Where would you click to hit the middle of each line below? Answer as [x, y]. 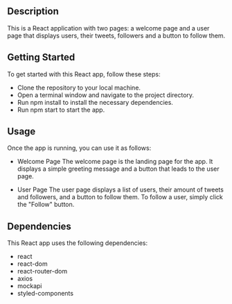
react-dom [32, 264]
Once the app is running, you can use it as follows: [79, 148]
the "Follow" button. [46, 205]
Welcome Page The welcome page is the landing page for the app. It [115, 162]
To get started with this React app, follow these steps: [84, 74]
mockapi [29, 286]
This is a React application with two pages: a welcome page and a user [108, 28]
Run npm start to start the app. [61, 110]
